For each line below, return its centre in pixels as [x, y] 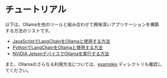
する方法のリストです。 [29, 30]
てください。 [18, 70]
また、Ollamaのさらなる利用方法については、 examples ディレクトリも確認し [83, 64]
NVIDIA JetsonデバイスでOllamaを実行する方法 [61, 53]
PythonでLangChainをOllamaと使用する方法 [58, 47]
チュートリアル [36, 10]
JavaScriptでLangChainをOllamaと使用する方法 [61, 41]
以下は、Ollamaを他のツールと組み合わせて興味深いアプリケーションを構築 [82, 24]
